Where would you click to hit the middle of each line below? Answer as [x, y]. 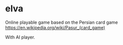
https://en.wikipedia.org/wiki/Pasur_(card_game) [55, 27]
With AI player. [20, 37]
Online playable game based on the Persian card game [62, 22]
